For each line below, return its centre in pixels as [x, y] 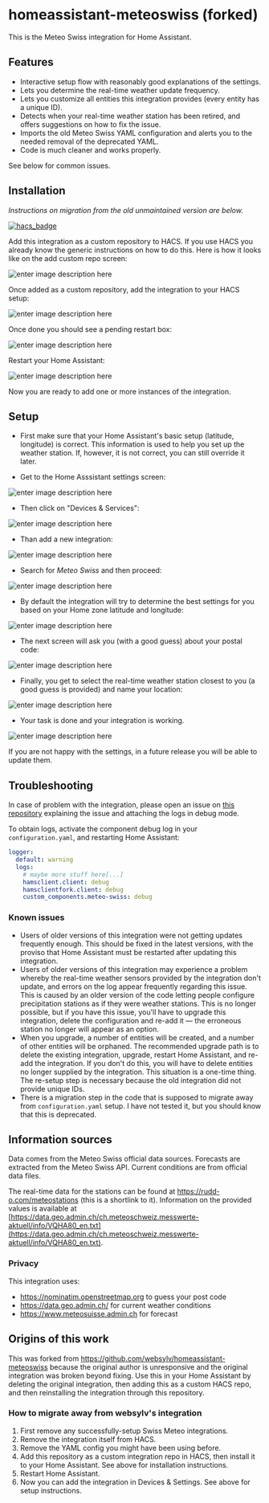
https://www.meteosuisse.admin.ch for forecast [99, 1313]
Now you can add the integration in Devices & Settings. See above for [135, 1482]
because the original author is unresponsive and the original [149, 1366]
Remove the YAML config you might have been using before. [120, 1448]
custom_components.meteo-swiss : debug [88, 897]
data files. [25, 1176]
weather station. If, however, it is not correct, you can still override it [132, 453]
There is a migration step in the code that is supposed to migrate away [137, 1097]
